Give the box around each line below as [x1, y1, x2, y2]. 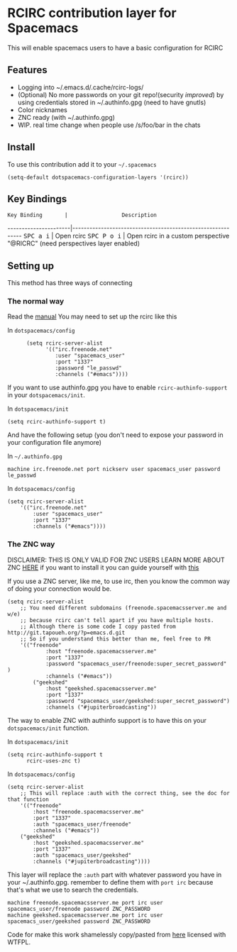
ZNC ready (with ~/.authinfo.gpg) [17, 113, 116, 121]
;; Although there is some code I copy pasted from [20, 623, 176, 630]
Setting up [7, 260, 55, 272]
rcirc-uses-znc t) [26, 757, 81, 764]
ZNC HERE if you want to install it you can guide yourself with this [7, 563, 199, 572]
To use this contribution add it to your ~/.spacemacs [7, 160, 158, 168]
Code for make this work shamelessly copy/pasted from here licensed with [7, 930, 226, 939]
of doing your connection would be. [7, 584, 112, 593]
